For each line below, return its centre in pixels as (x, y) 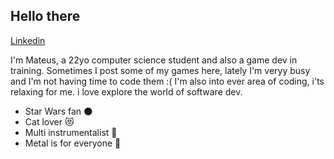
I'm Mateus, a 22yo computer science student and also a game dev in (154, 60)
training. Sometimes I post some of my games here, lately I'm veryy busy (160, 70)
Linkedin (28, 40)
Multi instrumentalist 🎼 (71, 132)
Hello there (45, 16)
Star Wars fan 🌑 (58, 111)
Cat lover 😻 (49, 121)
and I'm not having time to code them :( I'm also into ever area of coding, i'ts (167, 81)
